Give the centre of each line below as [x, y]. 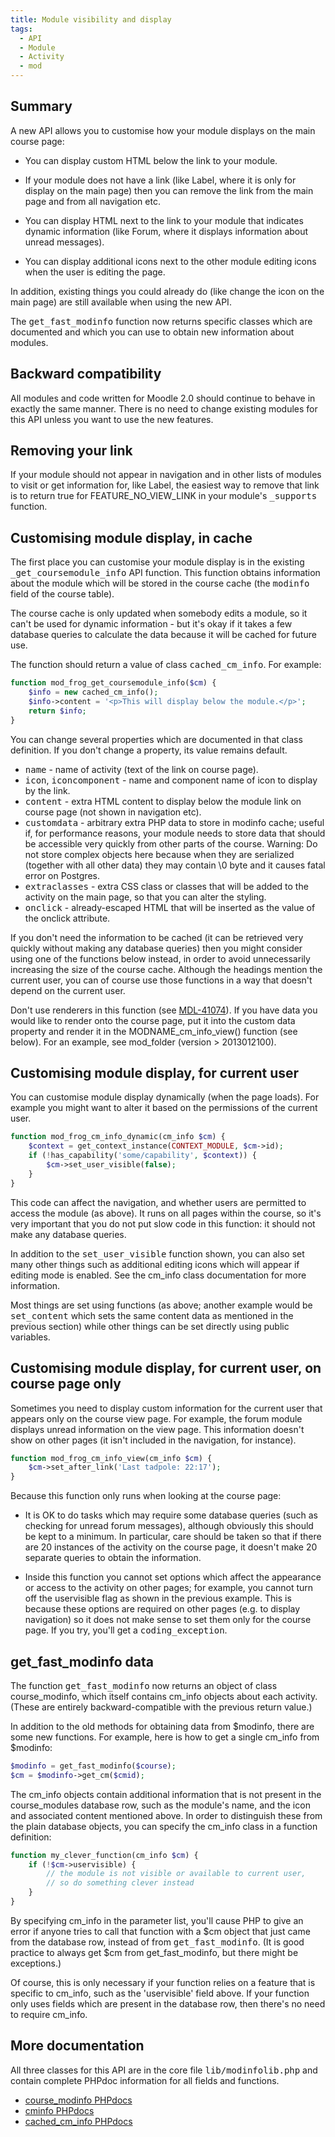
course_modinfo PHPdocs [78, 2100]
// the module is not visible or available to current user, [176, 1874]
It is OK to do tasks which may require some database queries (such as [171, 1515]
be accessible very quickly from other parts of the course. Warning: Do [171, 843]
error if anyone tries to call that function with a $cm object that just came [160, 1931]
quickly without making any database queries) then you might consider [156, 948]
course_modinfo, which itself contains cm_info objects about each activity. [164, 1696]
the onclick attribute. [67, 918]
